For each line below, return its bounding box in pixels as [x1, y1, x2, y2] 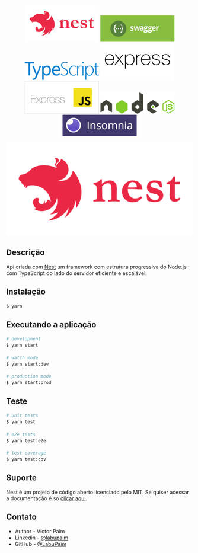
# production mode [6, 373, 52, 379]
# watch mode [6, 354, 39, 360]
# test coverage [6, 450, 46, 456]
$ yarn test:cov [6, 456, 46, 462]
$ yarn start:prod [6, 380, 52, 386]
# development [6, 336, 41, 342]
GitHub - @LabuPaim [14, 540, 67, 547]
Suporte [6, 473, 37, 483]
